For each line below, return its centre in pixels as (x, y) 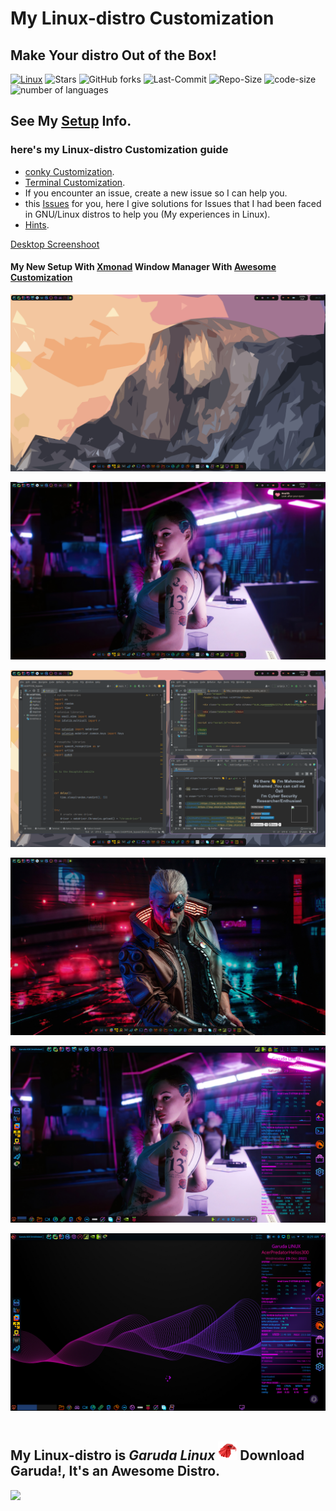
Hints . (37, 224)
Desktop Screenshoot (55, 244)
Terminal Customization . (75, 182)
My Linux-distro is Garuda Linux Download (157, 1455)
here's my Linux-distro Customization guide (119, 150)
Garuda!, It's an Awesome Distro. (115, 1471)
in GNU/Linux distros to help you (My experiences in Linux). (147, 214)
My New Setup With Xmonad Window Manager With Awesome (143, 267)
